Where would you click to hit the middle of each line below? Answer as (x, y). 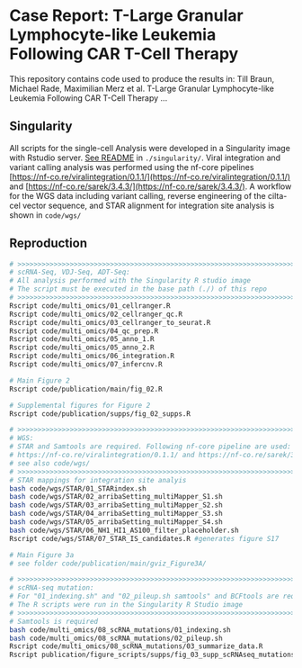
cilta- (278, 195)
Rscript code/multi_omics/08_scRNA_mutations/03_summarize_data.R (136, 646)
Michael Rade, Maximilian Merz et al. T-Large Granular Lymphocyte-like (142, 88)
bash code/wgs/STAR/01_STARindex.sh (78, 488)
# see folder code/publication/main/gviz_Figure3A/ (108, 564)
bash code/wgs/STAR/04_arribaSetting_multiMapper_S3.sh (116, 514)
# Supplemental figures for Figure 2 (80, 405)
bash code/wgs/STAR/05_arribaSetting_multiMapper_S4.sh (116, 522)
